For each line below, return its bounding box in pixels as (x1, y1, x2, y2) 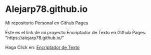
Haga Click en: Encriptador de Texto (5, 44, 80, 50)
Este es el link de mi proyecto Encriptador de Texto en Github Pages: (5, 29, 146, 35)
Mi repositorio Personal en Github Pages (5, 20, 88, 26)
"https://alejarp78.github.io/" (5, 35, 64, 41)
